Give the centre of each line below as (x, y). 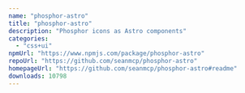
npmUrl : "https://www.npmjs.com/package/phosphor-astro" (107, 53)
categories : (28, 38)
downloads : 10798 (38, 76)
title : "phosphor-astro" (50, 23)
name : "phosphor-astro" (49, 16)
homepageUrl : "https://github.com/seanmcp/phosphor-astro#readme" (123, 69)
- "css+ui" (34, 46)
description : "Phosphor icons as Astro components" (97, 31)
